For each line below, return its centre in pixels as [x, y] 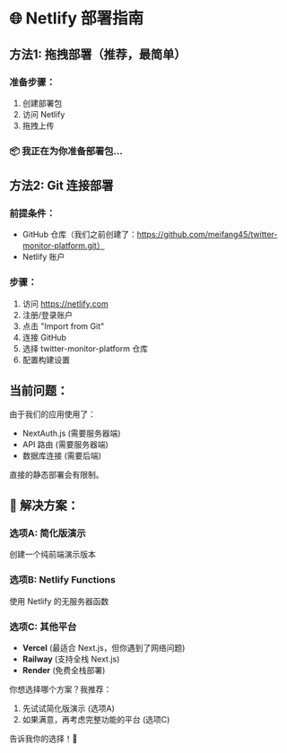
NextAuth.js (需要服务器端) [71, 433]
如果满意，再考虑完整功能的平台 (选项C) [96, 719]
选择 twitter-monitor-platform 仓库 [85, 348]
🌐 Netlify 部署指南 [77, 18]
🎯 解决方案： [44, 505]
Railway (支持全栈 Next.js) [71, 659]
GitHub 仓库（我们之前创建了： [79, 235]
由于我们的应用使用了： [52, 414]
